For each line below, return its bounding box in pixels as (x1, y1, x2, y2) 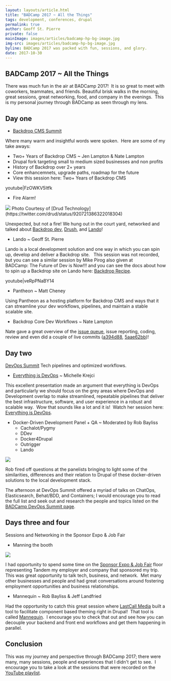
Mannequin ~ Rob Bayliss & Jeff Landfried (12, 593, 102, 599)
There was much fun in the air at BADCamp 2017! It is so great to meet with (5, 83, 165, 89)
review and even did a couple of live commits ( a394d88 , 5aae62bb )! (5, 334, 149, 340)
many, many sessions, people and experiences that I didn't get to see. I (5, 658, 156, 665)
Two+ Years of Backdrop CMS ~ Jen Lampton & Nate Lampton (12, 153, 144, 159)
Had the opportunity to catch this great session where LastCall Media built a (5, 603, 165, 609)
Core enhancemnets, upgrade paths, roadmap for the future (12, 170, 139, 176)
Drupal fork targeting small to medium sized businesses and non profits (12, 158, 163, 165)
